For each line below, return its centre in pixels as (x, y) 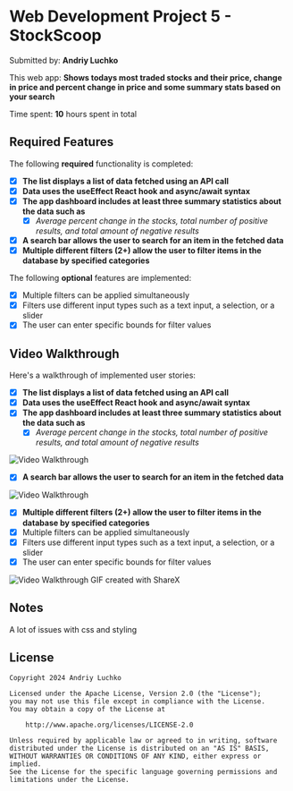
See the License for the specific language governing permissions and (143, 772)
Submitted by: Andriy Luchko (64, 60)
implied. (25, 764)
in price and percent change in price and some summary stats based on (145, 87)
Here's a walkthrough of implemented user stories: (103, 375)
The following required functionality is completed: (101, 164)
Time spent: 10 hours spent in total (73, 114)
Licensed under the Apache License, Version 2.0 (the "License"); (135, 694)
